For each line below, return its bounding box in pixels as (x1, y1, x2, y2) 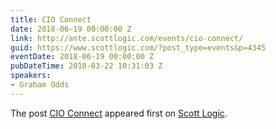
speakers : (10, 71, 52, 81)
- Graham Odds (10, 80, 70, 90)
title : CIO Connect (10, 14, 92, 25)
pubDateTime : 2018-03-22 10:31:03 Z (10, 61, 163, 71)
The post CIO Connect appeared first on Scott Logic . (10, 107, 228, 119)
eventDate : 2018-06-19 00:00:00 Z (10, 52, 155, 62)
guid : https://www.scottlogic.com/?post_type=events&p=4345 (10, 42, 267, 53)
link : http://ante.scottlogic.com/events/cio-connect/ (10, 33, 244, 43)
